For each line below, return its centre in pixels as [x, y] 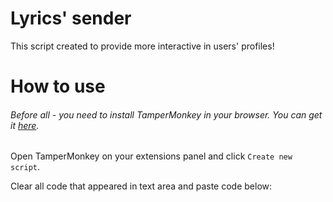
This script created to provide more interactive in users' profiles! [142, 46]
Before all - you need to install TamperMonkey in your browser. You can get [166, 114]
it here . [25, 125]
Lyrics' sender [71, 18]
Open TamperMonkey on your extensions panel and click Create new [151, 156]
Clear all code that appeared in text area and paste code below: [141, 186]
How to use [58, 86]
